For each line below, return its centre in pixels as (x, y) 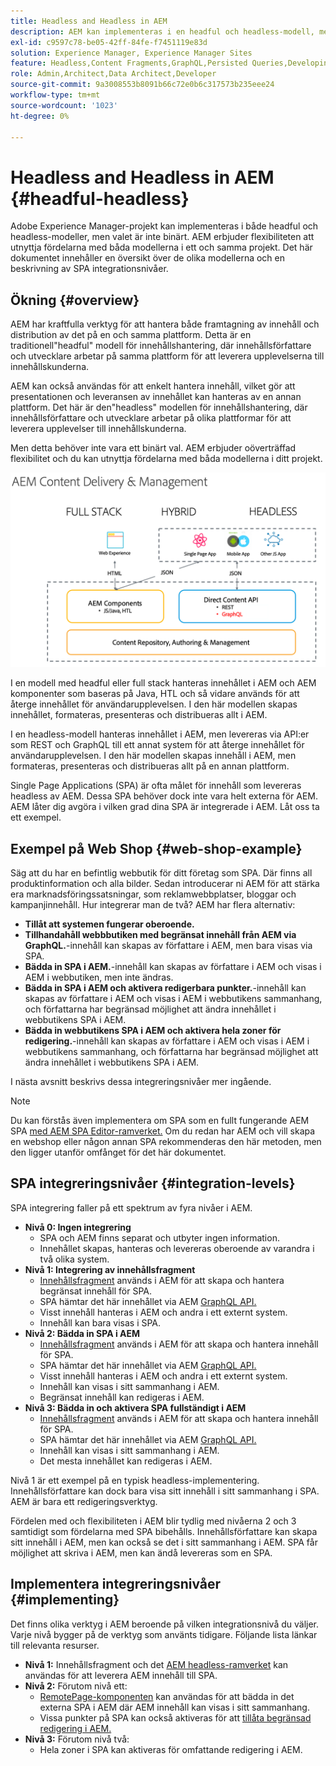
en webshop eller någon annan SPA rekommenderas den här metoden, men (166, 1141)
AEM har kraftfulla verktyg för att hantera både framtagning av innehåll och (165, 324)
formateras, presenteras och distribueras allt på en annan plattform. (150, 766)
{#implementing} (65, 1600)
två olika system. (74, 1259)
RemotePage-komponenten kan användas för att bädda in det (167, 1696)
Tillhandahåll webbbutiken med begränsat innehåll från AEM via (160, 934)
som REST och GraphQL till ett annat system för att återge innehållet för (157, 745)
